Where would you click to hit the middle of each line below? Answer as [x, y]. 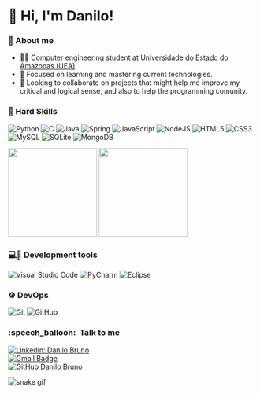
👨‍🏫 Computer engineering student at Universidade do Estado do [124, 57]
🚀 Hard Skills [33, 112]
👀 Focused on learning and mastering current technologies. [116, 75]
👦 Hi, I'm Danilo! [61, 16]
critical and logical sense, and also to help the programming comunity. [134, 91]
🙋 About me [31, 41]
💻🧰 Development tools [53, 255]
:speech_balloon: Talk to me [64, 333]
